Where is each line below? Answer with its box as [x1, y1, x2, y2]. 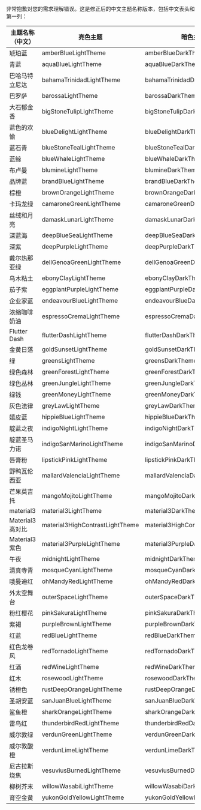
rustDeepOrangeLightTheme [41, 685, 123, 694]
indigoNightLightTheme [41, 424, 108, 432]
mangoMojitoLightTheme [41, 492, 112, 500]
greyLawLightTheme [41, 402, 100, 410]
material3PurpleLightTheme [41, 540, 121, 548]
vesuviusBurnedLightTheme [41, 766, 121, 775]
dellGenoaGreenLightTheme [41, 258, 121, 266]
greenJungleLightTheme [41, 379, 111, 387]
